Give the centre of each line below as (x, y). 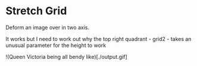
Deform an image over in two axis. (48, 27)
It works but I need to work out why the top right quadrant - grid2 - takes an (98, 39)
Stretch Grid (36, 11)
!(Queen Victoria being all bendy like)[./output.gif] (66, 56)
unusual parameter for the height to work (56, 45)
